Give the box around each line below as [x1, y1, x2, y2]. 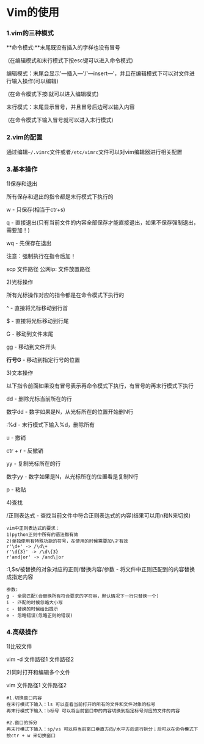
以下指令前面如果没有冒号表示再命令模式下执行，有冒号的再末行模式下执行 [6, 382, 194, 389]
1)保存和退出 [6, 180, 38, 187]
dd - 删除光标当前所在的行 [6, 395, 72, 403]
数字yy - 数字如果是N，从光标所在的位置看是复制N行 [6, 473, 139, 480]
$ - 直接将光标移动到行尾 [6, 317, 69, 325]
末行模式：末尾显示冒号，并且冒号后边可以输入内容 [6, 103, 135, 110]
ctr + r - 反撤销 [6, 447, 44, 455]
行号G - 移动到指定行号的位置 [6, 356, 81, 364]
